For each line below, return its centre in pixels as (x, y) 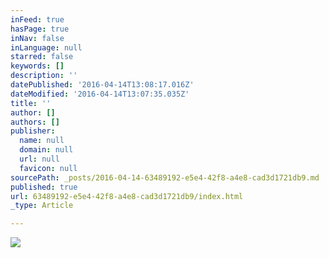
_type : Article (42, 206)
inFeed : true (37, 19)
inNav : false (37, 38)
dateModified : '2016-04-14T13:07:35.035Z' (100, 94)
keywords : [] (37, 66)
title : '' (31, 103)
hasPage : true (40, 29)
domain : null (46, 150)
